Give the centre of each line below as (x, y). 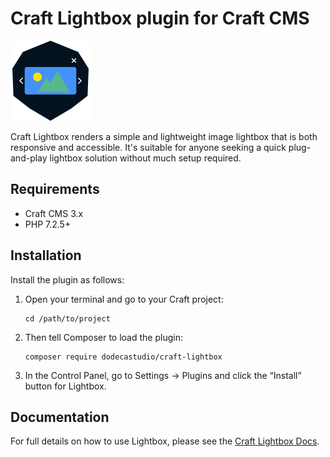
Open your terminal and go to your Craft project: (124, 299)
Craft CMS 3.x (54, 213)
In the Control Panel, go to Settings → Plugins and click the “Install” (163, 375)
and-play (29, 158)
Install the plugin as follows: (67, 279)
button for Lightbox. (65, 386)
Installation (46, 255)
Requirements (55, 189)
